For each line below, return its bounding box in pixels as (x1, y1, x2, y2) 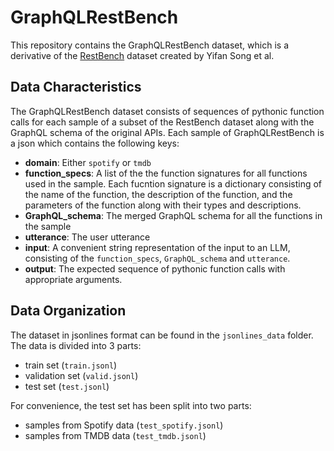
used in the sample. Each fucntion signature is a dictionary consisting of (24, 177, 323, 190)
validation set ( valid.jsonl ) (24, 369, 139, 381)
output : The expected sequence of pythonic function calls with (24, 262, 286, 275)
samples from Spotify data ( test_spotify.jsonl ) (24, 419, 224, 431)
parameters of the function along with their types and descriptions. (24, 199, 302, 211)
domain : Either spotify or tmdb (24, 156, 152, 168)
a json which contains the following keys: (10, 137, 180, 149)
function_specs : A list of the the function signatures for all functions (24, 167, 308, 179)
